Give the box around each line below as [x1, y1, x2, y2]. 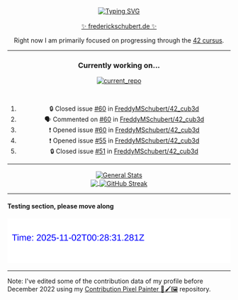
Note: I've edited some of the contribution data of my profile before [7, 277, 203, 285]
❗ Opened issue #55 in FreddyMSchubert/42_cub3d [49, 136, 200, 145]
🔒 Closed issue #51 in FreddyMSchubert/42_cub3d [50, 147, 198, 155]
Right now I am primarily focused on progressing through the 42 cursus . [13, 36, 225, 45]
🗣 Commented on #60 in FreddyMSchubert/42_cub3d [44, 115, 205, 123]
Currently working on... [77, 60, 161, 70]
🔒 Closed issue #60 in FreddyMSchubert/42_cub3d [49, 104, 200, 113]
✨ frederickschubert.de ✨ [81, 22, 157, 30]
